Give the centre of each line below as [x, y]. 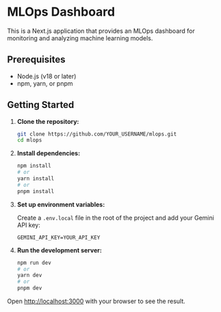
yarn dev [29, 275]
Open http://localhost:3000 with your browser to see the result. [96, 301]
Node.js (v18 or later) [47, 76]
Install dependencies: [49, 153]
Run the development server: [60, 250]
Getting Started [41, 105]
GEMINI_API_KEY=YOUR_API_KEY [58, 237]
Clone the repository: [48, 121]
